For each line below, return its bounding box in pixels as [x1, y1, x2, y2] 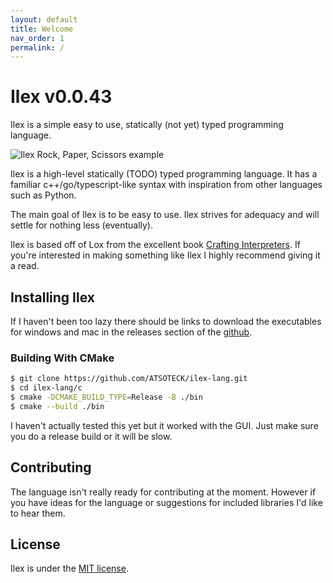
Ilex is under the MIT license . [10, 562, 129, 575]
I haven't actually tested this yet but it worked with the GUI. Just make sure [10, 419, 319, 431]
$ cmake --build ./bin [10, 401, 105, 411]
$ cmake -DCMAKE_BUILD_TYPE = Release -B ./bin [10, 392, 203, 403]
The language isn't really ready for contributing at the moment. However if [10, 486, 317, 498]
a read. [10, 260, 40, 272]
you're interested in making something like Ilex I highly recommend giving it [10, 249, 321, 261]
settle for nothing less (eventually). [10, 219, 153, 231]
